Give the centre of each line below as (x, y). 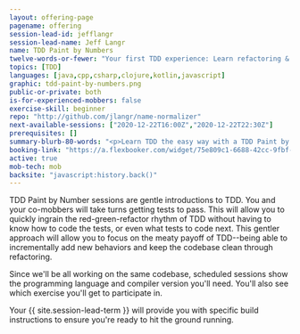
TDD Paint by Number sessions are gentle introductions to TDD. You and (142, 200)
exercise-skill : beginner (57, 109)
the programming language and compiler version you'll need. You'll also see (149, 284)
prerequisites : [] (43, 134)
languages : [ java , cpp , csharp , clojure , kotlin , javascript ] (117, 76)
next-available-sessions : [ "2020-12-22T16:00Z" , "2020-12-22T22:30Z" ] (142, 126)
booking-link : (36, 150)
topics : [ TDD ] (36, 68)
